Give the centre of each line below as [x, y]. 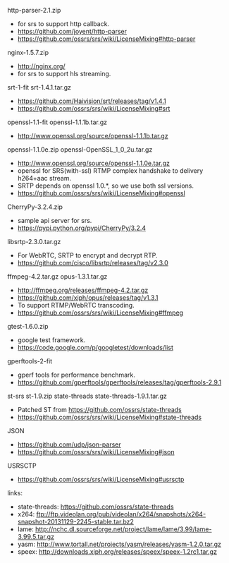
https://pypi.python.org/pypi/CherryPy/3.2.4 [82, 228]
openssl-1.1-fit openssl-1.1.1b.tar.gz [57, 122]
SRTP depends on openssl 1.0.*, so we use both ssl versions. [105, 186]
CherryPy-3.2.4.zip [35, 207]
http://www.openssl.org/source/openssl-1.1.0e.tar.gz [94, 163]
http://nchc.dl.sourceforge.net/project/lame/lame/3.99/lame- [123, 529]
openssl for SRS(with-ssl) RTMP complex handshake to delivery [110, 171]
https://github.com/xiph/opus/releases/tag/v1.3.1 [88, 298]
